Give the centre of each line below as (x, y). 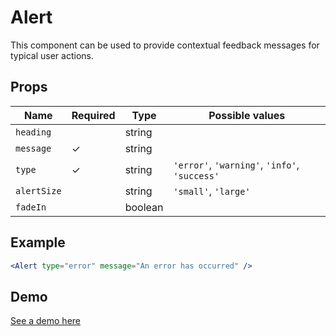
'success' (196, 175)
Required (93, 115)
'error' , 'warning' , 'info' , (236, 164)
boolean (144, 207)
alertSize (38, 190)
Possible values (247, 115)
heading (33, 132)
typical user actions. (52, 55)
